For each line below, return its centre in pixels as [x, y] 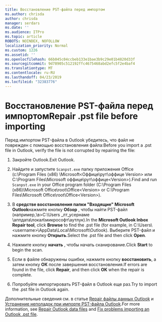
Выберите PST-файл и [132, 230]
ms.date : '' [17, 28]
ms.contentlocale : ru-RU [30, 73]
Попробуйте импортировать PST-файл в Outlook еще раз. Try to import [84, 284]
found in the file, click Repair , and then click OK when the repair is [78, 270]
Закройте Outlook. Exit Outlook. [43, 160]
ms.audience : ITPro [25, 32]
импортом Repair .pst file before [72, 116]
